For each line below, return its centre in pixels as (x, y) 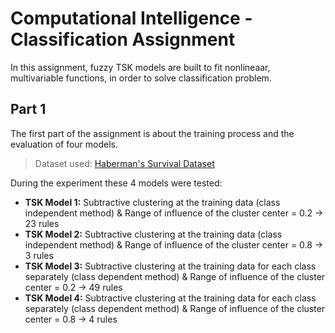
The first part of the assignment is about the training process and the (152, 133)
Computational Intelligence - (131, 18)
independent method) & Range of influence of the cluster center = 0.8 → (174, 244)
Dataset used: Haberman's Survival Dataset (124, 163)
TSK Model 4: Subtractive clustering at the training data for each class (170, 298)
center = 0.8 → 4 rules (71, 319)
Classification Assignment (123, 39)
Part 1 (28, 109)
